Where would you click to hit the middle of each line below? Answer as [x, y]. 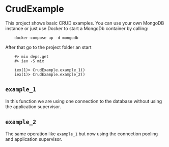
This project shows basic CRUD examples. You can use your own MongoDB [85, 23]
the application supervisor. [33, 106]
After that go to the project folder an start [48, 47]
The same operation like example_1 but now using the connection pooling [82, 134]
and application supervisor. [34, 139]
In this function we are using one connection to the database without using [83, 101]
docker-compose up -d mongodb [47, 38]
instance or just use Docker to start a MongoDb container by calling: [77, 28]
